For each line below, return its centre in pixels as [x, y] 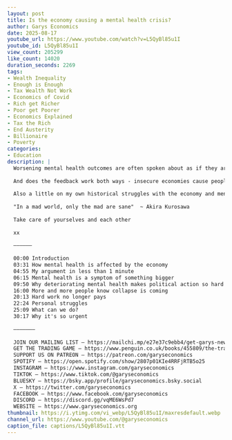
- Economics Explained [40, 116]
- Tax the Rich [29, 123]
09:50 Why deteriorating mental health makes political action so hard [119, 284]
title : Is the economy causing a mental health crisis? [89, 20]
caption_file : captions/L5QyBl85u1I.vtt [66, 426]
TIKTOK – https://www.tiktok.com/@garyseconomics [86, 374]
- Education [24, 156]
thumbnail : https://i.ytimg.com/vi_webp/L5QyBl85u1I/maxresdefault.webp [114, 413]
